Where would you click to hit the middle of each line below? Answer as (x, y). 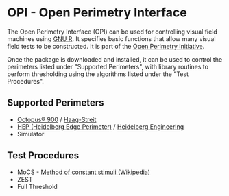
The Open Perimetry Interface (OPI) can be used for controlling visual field (112, 32)
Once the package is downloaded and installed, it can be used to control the (115, 59)
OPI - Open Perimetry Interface (97, 13)
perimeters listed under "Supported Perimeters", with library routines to (108, 66)
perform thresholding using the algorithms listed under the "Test (98, 74)
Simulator (31, 134)
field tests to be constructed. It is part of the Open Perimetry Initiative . (106, 46)
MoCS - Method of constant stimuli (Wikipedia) (84, 172)
